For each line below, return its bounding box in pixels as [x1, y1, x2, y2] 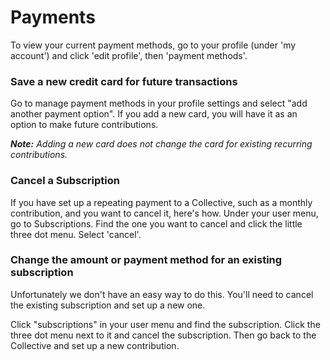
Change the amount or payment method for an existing [10, 253, 283, 267]
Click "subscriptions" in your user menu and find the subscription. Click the [10, 318, 321, 330]
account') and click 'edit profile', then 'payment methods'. [10, 49, 248, 61]
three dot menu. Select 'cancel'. [10, 228, 142, 240]
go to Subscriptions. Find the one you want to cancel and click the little [10, 217, 303, 230]
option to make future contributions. [10, 119, 159, 131]
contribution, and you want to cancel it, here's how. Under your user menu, [10, 207, 319, 219]
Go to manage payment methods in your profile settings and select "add [10, 97, 308, 110]
